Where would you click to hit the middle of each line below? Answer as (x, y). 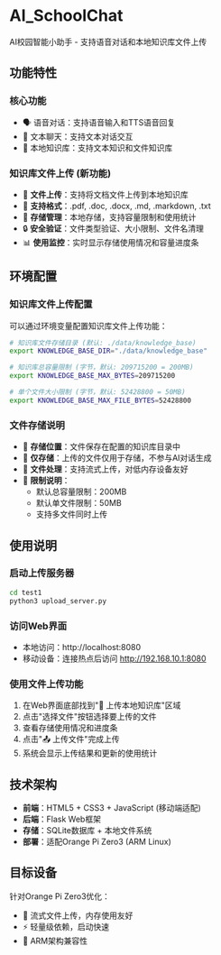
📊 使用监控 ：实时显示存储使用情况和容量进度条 (110, 242)
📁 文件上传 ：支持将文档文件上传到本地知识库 (105, 194)
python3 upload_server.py (58, 601)
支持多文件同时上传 (72, 514)
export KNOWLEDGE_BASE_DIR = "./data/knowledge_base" (108, 351)
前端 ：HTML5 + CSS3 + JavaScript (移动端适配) (111, 808)
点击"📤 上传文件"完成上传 (71, 739)
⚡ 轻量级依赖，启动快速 (66, 926)
